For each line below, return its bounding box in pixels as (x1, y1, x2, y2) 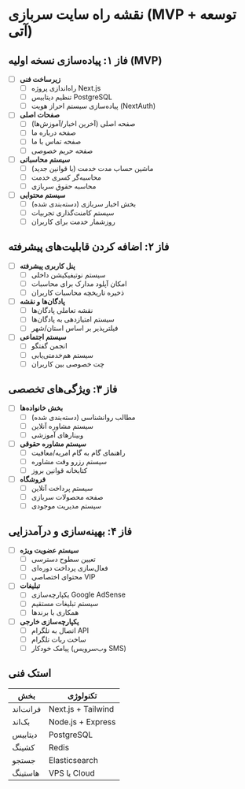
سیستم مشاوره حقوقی (19, 439, 86, 448)
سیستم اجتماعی (19, 333, 67, 342)
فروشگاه (19, 475, 46, 484)
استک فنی (8, 667, 52, 680)
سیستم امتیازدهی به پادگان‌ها (31, 314, 115, 324)
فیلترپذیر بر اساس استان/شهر (31, 323, 119, 333)
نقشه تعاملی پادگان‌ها (31, 306, 93, 315)
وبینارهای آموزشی (31, 430, 84, 439)
